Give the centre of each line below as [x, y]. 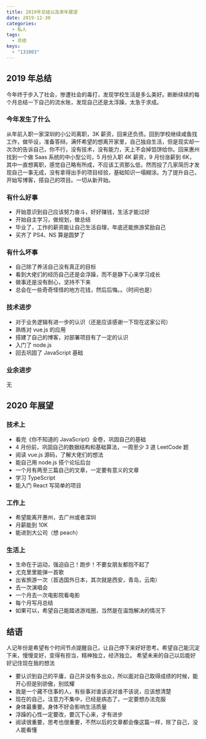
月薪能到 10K [31, 525]
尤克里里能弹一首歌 [40, 572]
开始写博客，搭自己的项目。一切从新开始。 [60, 180]
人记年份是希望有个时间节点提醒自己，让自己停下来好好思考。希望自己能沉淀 [103, 648]
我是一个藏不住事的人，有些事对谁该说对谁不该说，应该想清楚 [93, 692]
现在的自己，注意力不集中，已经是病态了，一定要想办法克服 [90, 699]
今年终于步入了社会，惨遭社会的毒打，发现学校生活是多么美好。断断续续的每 [103, 94]
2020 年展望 [30, 406]
